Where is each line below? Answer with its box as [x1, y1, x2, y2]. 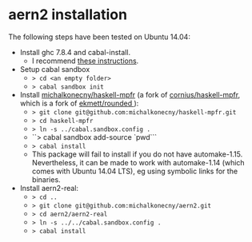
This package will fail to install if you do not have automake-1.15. [31, 149, 243, 159]
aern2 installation [8, 6, 128, 24]
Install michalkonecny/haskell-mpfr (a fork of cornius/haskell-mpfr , [19, 89, 241, 99]
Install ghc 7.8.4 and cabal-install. [19, 47, 130, 57]
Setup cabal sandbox [19, 64, 90, 73]
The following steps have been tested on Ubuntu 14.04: [8, 32, 190, 42]
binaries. [31, 174, 62, 184]
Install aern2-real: [19, 183, 78, 192]
